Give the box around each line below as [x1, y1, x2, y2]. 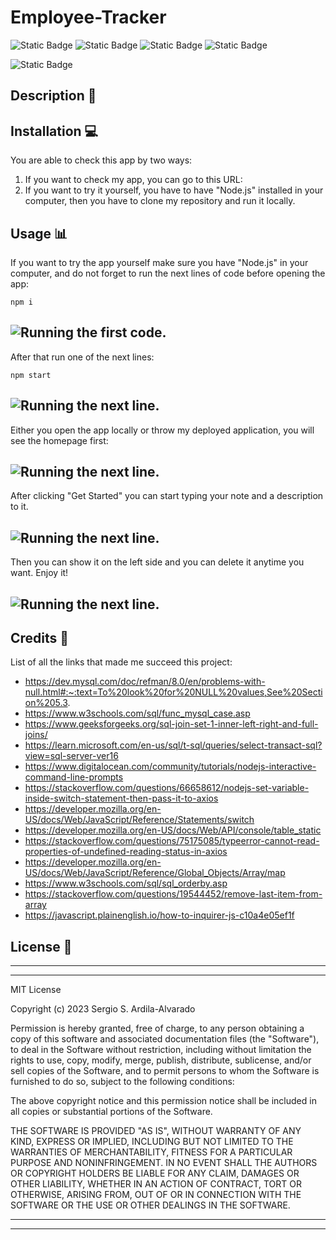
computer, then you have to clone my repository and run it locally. [24, 195, 296, 207]
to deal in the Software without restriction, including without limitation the [10, 1044, 312, 1056]
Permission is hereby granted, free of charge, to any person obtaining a [10, 1022, 305, 1035]
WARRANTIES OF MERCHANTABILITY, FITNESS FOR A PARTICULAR [10, 1146, 293, 1158]
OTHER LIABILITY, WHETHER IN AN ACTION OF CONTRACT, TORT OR [10, 1178, 302, 1190]
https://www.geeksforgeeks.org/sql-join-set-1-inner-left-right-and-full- [24, 718, 319, 730]
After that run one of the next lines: [10, 351, 155, 363]
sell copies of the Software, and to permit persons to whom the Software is [10, 1065, 320, 1077]
